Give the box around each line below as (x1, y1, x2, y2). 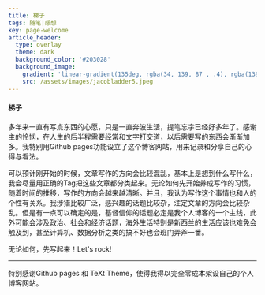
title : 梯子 (8, 11, 45, 20)
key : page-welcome (8, 26, 69, 34)
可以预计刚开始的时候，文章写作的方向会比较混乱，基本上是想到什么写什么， (8, 168, 257, 177)
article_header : (8, 33, 62, 42)
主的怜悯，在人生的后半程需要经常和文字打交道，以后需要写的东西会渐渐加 (8, 132, 250, 141)
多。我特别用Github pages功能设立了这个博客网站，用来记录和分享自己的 (8, 141, 246, 151)
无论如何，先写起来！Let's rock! (8, 244, 112, 253)
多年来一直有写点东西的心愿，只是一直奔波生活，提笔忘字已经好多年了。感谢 (8, 121, 257, 131)
